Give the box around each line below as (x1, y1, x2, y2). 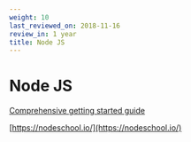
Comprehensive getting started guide (9, 106, 146, 116)
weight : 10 (9, 12, 50, 22)
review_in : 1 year (9, 29, 77, 38)
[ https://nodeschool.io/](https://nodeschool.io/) (9, 122, 182, 133)
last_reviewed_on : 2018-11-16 (9, 21, 121, 30)
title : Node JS (9, 37, 65, 47)
